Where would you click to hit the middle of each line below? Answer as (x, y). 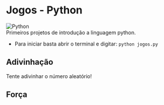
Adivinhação (30, 62)
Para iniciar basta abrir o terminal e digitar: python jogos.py (86, 44)
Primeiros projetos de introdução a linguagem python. (71, 32)
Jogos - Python (45, 10)
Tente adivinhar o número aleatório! (49, 76)
